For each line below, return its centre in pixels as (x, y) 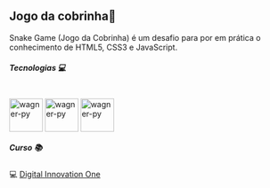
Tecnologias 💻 (38, 68)
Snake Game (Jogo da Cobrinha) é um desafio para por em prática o (135, 37)
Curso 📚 (26, 148)
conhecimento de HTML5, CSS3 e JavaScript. (94, 47)
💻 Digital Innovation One (55, 174)
